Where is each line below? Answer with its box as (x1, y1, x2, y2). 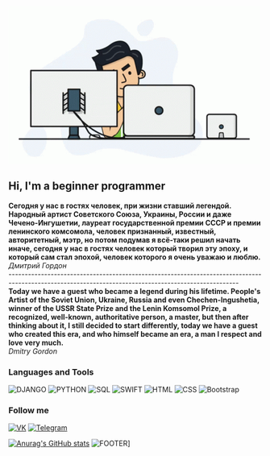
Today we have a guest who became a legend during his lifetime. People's (8, 286, 261, 296)
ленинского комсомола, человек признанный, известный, (8, 226, 216, 236)
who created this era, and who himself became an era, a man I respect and (8, 329, 262, 338)
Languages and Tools (8, 366, 94, 377)
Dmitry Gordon (8, 346, 58, 356)
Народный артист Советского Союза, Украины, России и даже (8, 209, 232, 219)
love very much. (8, 338, 64, 347)
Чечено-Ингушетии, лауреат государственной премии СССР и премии (8, 218, 261, 227)
